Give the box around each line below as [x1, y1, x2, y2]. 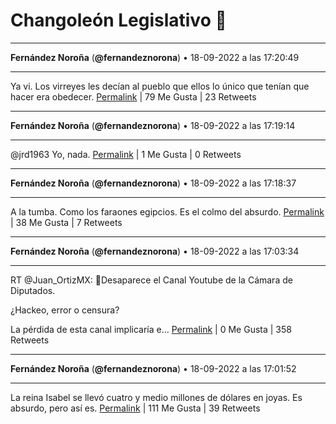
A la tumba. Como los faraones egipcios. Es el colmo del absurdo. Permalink [10, 205, 325, 218]
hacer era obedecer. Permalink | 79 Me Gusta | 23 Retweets [10, 90, 257, 103]
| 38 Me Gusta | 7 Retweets [10, 216, 123, 228]
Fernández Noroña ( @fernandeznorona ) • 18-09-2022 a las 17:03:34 [10, 245, 300, 257]
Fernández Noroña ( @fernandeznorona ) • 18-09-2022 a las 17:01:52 [10, 362, 297, 374]
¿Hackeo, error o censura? [10, 304, 120, 316]
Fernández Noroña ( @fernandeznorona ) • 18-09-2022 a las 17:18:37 [10, 177, 297, 189]
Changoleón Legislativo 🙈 [10, 9, 227, 32]
